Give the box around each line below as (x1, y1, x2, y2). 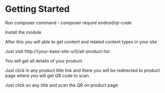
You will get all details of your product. (5, 58, 83, 63)
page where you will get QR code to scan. (5, 72, 90, 78)
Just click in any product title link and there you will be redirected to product (5, 67, 160, 73)
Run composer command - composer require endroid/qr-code (5, 20, 132, 26)
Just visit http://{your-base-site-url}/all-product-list (5, 48, 110, 54)
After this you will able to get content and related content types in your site (5, 38, 157, 45)
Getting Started (5, 3, 70, 15)
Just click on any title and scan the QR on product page (5, 82, 119, 88)
